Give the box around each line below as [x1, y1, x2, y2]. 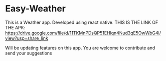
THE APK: [5, 24, 25, 30]
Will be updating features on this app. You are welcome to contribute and [5, 45, 156, 51]
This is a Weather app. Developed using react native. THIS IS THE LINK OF [5, 19, 159, 25]
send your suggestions [5, 50, 52, 56]
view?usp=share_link [5, 35, 48, 41]
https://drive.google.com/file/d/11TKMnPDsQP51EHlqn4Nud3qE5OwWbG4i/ [5, 30, 161, 36]
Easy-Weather [5, 3, 66, 14]
